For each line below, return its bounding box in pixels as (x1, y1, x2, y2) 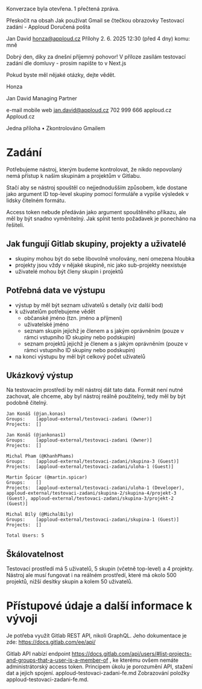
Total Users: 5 (6, 532, 45, 539)
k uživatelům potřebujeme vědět (14, 308, 95, 315)
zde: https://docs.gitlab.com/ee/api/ (6, 638, 96, 646)
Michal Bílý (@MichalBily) (6, 511, 74, 518)
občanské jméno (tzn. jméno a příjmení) (24, 314, 122, 321)
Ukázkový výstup (6, 370, 74, 380)
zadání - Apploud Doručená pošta (6, 24, 90, 30)
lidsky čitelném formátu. (6, 197, 66, 204)
